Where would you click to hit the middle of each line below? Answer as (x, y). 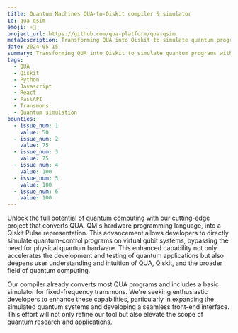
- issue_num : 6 (36, 192)
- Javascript (33, 86)
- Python (27, 80)
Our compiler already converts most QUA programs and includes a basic (113, 284)
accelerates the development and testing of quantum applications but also (116, 256)
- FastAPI (28, 100)
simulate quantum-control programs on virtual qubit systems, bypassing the (118, 240)
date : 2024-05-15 (33, 47)
